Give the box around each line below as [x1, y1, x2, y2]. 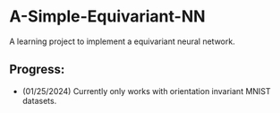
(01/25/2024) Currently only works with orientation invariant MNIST [21, 85, 271, 96]
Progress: [9, 62, 65, 77]
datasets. [21, 95, 57, 106]
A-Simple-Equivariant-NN [9, 6, 206, 27]
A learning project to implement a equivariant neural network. [9, 36, 235, 47]
